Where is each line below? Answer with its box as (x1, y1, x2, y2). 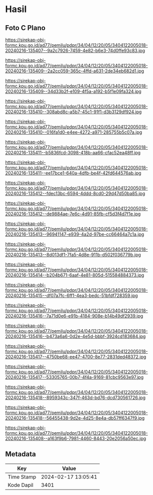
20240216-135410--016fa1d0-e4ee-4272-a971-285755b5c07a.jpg (5, 129, 142, 135)
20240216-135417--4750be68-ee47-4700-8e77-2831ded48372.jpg (5, 354, 146, 360)
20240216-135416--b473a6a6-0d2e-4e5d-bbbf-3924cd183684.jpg (5, 333, 146, 339)
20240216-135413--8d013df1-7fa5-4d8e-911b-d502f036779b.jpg (5, 252, 141, 257)
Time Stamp (8, 473, 37, 480)
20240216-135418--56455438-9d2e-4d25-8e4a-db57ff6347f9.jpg (5, 415, 145, 421)
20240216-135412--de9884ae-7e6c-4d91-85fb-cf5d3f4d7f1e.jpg (5, 211, 141, 217)
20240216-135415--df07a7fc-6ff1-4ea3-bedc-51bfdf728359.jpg (5, 292, 138, 299)
